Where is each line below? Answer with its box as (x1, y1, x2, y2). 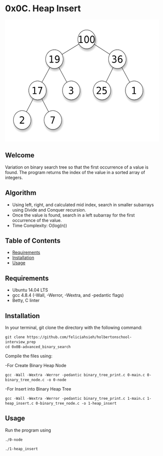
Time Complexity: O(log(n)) (12, 222, 67, 228)
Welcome (5, 151, 35, 159)
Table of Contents (5, 237, 61, 245)
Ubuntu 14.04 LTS (12, 287, 48, 293)
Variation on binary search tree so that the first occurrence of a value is (5, 164, 149, 170)
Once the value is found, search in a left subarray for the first (12, 212, 135, 218)
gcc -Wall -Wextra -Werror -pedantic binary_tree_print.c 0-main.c (5, 372, 145, 377)
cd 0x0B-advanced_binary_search (5, 345, 71, 349)
